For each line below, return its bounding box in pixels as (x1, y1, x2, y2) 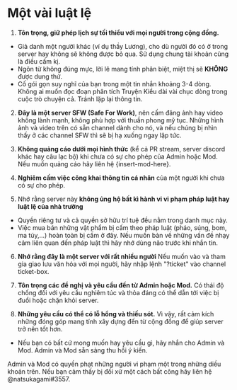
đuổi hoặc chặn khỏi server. (17, 296, 99, 304)
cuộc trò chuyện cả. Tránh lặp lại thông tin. (17, 94, 143, 103)
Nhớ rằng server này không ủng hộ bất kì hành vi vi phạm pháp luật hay (17, 195, 230, 203)
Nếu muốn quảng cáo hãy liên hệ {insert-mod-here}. (17, 159, 171, 168)
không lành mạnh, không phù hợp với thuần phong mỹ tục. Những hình (17, 115, 224, 125)
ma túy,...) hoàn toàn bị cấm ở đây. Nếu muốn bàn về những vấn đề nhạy (17, 231, 230, 239)
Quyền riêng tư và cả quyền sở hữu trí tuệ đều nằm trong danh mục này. (17, 216, 228, 224)
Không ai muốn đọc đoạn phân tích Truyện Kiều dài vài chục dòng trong (17, 87, 228, 96)
